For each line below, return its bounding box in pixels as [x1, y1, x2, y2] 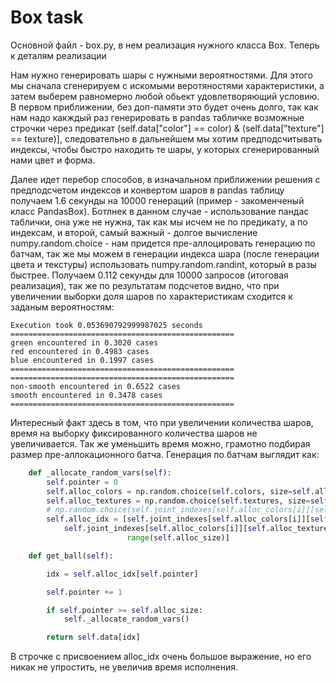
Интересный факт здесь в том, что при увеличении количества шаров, [10, 416, 314, 428]
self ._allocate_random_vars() [63, 614, 190, 625]
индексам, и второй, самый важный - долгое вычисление [10, 226, 258, 238]
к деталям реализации [10, 49, 107, 61]
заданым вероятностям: [10, 301, 115, 313]
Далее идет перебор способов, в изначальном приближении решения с [10, 173, 321, 185]
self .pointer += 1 [46, 587, 123, 597]
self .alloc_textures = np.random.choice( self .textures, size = [46, 496, 311, 506]
